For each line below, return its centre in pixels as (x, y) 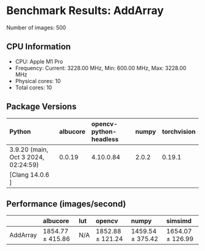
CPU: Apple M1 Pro (39, 61)
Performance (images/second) (66, 204)
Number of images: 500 (36, 27)
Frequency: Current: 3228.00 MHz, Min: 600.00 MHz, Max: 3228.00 (101, 68)
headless (105, 139)
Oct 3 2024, (27, 157)
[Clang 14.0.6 (30, 175)
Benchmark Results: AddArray (85, 11)
